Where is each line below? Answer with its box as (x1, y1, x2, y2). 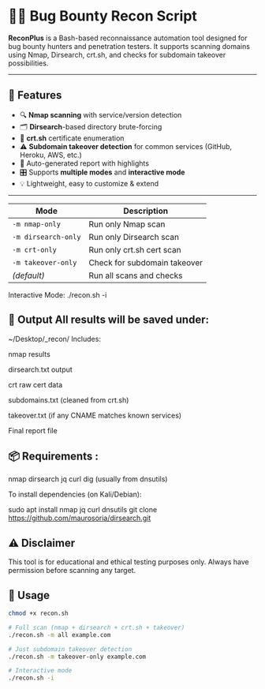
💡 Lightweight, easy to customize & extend (19, 178, 159, 188)
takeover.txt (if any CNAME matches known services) (8, 410, 182, 420)
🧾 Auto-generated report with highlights (19, 158, 150, 168)
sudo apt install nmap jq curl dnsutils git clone (8, 505, 158, 515)
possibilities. (8, 58, 49, 68)
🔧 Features (8, 88, 62, 102)
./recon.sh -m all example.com (8, 631, 111, 638)
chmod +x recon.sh (8, 609, 69, 617)
